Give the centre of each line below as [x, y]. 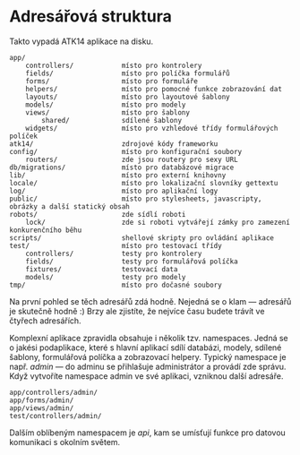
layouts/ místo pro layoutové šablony [128, 97]
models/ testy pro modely [106, 277]
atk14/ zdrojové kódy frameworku [114, 144]
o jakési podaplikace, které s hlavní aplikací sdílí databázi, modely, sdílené [146, 348]
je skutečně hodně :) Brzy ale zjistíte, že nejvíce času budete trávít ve [137, 311]
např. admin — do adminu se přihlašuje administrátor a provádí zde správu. [148, 366]
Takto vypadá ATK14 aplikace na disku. [81, 41]
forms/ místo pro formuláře [112, 81]
